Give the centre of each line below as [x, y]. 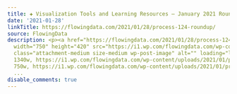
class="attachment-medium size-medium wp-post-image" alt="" [105, 54]
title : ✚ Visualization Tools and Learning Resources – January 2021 [112, 14]
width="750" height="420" [52, 47]
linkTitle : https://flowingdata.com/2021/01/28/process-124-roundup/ [112, 27]
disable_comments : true [42, 80]
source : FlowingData [38, 34]
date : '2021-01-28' [36, 20]
